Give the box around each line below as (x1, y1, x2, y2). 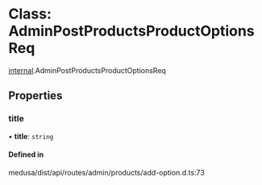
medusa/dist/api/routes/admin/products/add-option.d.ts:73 (8, 167, 206, 177)
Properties (8, 89, 63, 103)
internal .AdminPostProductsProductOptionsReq (8, 65, 167, 75)
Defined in (8, 150, 44, 159)
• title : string (8, 131, 54, 141)
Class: (8, 5, 52, 23)
